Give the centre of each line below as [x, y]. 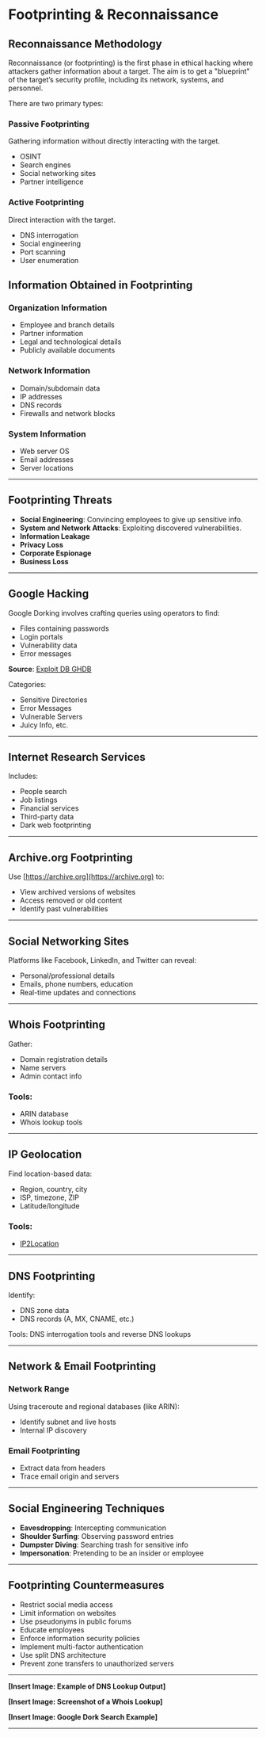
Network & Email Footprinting [82, 1367]
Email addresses [46, 459]
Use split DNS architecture [63, 1655]
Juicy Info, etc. [44, 725]
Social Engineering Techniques [86, 1508]
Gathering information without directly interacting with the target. [114, 141]
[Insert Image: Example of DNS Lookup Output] [87, 1686]
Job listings [38, 800]
